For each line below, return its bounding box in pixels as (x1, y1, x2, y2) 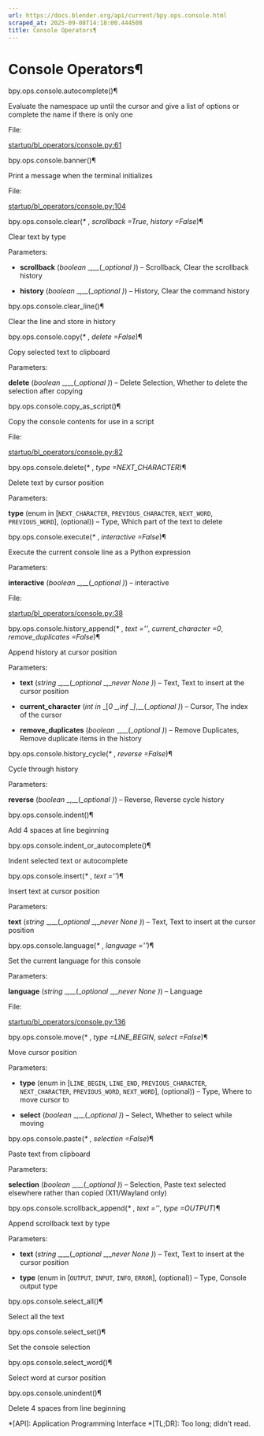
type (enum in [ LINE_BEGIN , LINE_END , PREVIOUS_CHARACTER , (19, 1078, 207, 1088)
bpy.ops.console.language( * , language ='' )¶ (8, 941, 154, 950)
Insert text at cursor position (8, 886, 100, 896)
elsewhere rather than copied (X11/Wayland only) (8, 1188, 168, 1198)
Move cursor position (8, 1048, 77, 1057)
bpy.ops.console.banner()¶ (8, 155, 96, 166)
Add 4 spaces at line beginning (8, 826, 110, 835)
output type (19, 1281, 58, 1291)
